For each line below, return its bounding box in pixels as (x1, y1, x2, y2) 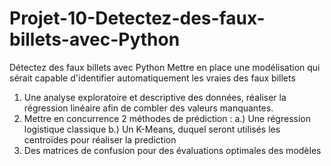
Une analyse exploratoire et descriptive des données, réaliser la (23, 91, 287, 103)
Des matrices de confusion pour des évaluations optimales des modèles (23, 144, 322, 156)
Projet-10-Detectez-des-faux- (9, 7, 266, 30)
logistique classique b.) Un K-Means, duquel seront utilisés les (23, 123, 281, 135)
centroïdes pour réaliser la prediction (23, 133, 177, 146)
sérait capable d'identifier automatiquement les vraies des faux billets (9, 72, 296, 84)
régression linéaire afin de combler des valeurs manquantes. (23, 102, 274, 114)
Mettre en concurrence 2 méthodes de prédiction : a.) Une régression (23, 112, 311, 124)
